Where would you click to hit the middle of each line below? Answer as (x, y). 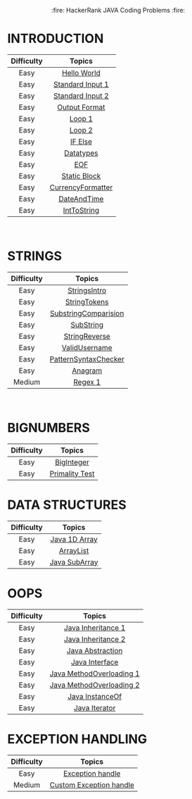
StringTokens (87, 302)
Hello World (81, 73)
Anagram (87, 371)
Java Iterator (95, 707)
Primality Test (72, 473)
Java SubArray (74, 562)
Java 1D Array (74, 539)
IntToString (81, 210)
